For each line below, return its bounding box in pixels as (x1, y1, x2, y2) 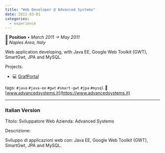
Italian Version (5, 107, 41, 114)
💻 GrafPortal (12, 74, 39, 79)
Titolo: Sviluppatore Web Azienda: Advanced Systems (5, 118, 114, 124)
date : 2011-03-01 (5, 12, 41, 17)
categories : (5, 16, 29, 21)
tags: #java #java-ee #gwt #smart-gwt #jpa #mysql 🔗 (5, 85, 108, 91)
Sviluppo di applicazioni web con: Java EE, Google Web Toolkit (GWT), (5, 137, 148, 143)
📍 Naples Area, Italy (5, 40, 46, 46)
